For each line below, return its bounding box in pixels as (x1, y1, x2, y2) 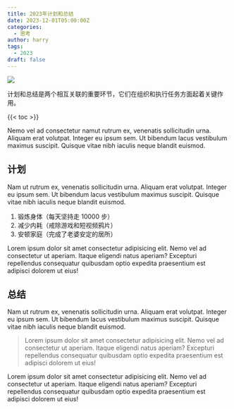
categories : (7, 23, 42, 30)
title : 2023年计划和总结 (7, 10, 74, 18)
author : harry (7, 37, 49, 44)
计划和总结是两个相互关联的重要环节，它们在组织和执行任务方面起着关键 (7, 90, 217, 98)
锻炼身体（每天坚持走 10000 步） (17, 212, 114, 221)
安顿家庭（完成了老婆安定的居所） (17, 230, 117, 238)
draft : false (7, 56, 46, 63)
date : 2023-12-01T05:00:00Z (7, 17, 90, 24)
